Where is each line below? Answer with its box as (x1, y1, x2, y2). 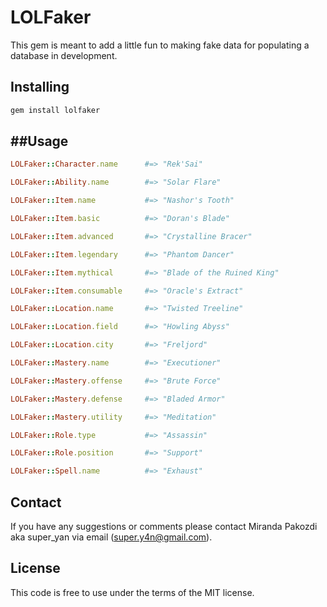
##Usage (10, 133, 69, 150)
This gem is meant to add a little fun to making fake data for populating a (10, 39, 310, 51)
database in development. (10, 49, 118, 61)
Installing (10, 79, 70, 96)
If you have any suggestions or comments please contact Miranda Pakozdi (10, 521, 318, 532)
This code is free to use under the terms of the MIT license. (10, 586, 255, 598)
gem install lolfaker (10, 105, 101, 115)
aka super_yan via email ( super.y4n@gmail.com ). (10, 531, 213, 543)
